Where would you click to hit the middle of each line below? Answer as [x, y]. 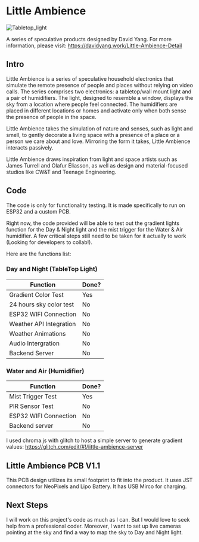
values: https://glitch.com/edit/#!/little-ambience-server [75, 447]
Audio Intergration [34, 343]
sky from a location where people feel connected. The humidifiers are [92, 104]
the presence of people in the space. [52, 117]
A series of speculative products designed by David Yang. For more [89, 39]
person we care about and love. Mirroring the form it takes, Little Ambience [98, 141]
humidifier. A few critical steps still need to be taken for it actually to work [96, 236]
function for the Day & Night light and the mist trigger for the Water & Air [95, 229]
